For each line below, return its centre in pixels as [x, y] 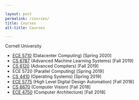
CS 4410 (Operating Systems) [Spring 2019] [57, 76]
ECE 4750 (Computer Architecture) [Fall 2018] [59, 92]
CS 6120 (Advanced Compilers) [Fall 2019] [55, 66]
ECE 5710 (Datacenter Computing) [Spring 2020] [62, 56]
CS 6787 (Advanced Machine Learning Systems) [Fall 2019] [73, 61]
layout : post [18, 14]
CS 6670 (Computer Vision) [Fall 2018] [52, 87]
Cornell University [23, 46]
